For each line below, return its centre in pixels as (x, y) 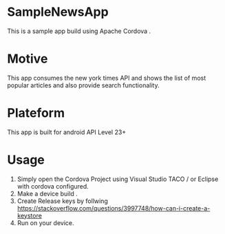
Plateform (36, 113)
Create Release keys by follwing (62, 201)
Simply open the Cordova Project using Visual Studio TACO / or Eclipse (118, 179)
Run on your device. (45, 223)
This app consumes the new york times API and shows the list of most (107, 78)
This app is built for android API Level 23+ (67, 132)
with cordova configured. (53, 186)
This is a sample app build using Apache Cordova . (79, 31)
